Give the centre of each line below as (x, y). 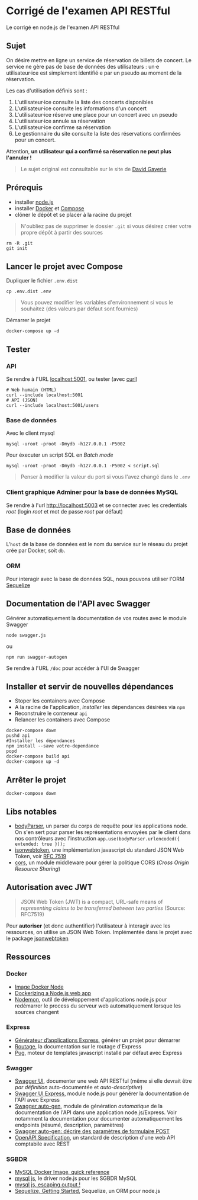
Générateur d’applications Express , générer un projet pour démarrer (98, 1040)
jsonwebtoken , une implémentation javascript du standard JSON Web (99, 850)
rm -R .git (20, 243)
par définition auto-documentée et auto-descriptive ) (79, 1087)
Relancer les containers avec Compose (62, 720)
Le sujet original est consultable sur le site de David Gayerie (93, 169)
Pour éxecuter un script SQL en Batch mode (60, 455)
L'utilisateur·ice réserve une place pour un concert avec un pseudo (96, 114)
